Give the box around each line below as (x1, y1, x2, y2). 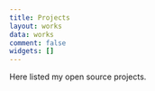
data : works (9, 30, 54, 39)
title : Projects (9, 13, 70, 23)
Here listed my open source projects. (9, 71, 147, 82)
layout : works (9, 22, 63, 31)
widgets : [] (9, 47, 54, 56)
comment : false (9, 38, 67, 48)
